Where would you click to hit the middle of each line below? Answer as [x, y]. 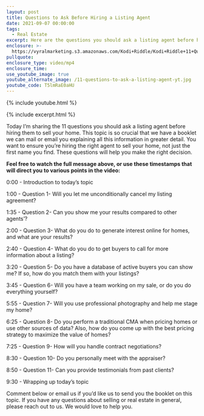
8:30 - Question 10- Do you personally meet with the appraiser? [86, 358]
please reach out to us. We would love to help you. [70, 406]
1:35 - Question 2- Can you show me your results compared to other [92, 212]
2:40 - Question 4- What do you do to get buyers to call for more [87, 249]
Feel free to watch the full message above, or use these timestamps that [99, 164]
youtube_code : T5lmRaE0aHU [40, 86]
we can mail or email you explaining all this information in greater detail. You [101, 139]
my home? [19, 310]
